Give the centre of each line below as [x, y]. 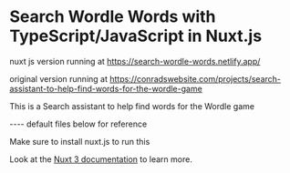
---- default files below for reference [78, 124]
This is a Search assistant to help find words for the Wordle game [132, 106]
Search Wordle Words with [113, 17]
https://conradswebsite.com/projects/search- [195, 78]
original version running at [58, 78]
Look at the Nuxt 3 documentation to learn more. [101, 159]
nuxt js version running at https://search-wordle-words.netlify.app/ [135, 61]
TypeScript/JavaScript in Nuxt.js [136, 36]
